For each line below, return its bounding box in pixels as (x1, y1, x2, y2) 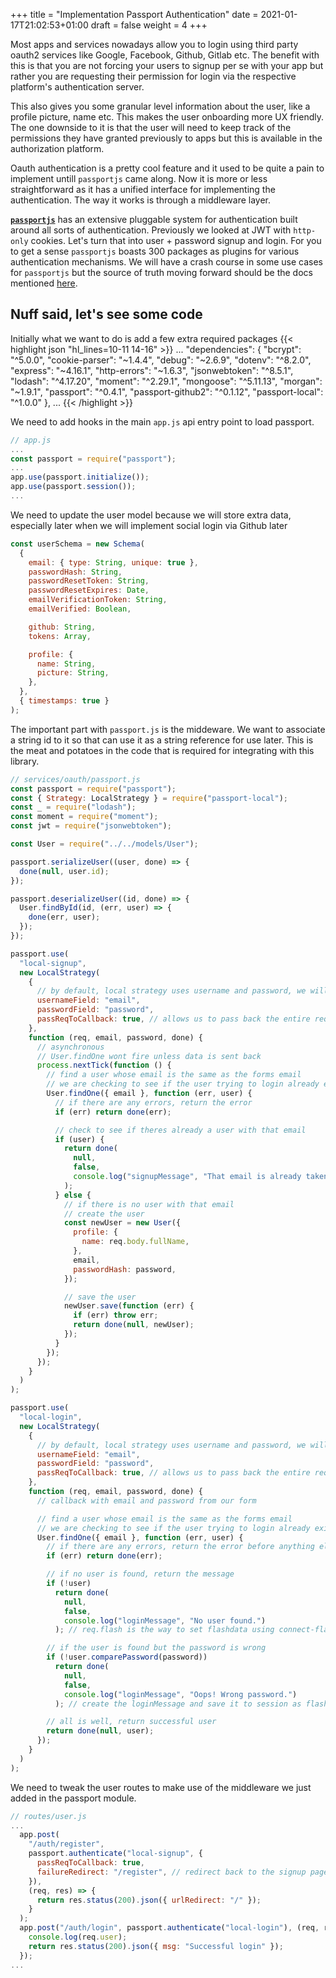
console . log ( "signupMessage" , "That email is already (73, 1172, 302, 1182)
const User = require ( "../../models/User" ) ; (10, 839, 199, 849)
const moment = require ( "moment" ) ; (10, 812, 159, 822)
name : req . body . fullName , (81, 1237, 190, 1247)
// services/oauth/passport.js (10, 774, 141, 784)
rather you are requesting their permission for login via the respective (10, 70, 297, 82)
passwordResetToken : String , (28, 576, 150, 586)
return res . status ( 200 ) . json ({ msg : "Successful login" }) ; (28, 1941, 284, 1951)
